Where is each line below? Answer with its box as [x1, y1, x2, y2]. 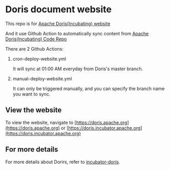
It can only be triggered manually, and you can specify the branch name [12, 86, 165, 92]
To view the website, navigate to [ [5, 119, 77, 125]
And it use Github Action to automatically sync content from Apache [5, 30, 149, 36]
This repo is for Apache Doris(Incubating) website [5, 20, 111, 27]
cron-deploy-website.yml [12, 55, 67, 62]
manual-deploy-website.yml [12, 75, 72, 81]
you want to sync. [12, 91, 51, 97]
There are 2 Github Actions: [5, 46, 64, 52]
